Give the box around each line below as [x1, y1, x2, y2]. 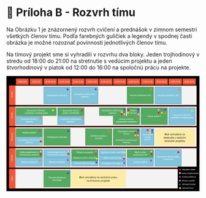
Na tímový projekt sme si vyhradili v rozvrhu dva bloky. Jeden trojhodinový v [6, 50, 200, 58]
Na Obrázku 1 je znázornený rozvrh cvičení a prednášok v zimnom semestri [6, 26, 197, 33]
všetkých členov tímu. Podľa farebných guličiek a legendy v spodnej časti [6, 32, 193, 39]
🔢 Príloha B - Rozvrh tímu [6, 6, 136, 20]
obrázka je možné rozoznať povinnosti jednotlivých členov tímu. [6, 39, 167, 46]
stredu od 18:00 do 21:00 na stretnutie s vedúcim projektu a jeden [6, 57, 172, 64]
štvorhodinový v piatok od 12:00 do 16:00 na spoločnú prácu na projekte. [6, 64, 191, 71]
